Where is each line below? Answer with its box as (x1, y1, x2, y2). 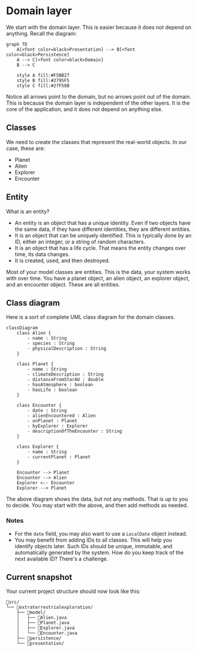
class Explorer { (16, 444, 59, 450)
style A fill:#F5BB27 (16, 72, 69, 78)
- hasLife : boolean (27, 387, 78, 393)
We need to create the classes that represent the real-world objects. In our (6, 138, 187, 145)
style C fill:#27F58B (16, 83, 69, 89)
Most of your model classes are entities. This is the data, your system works (6, 268, 191, 275)
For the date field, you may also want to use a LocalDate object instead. (14, 530, 188, 537)
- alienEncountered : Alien (27, 413, 96, 419)
